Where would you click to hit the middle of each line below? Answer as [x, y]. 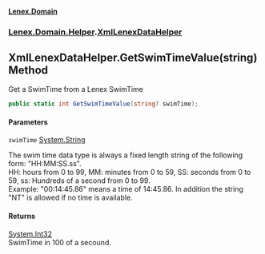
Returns [22, 216]
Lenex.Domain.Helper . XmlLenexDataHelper [95, 32]
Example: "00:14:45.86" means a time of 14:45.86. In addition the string [126, 189]
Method [28, 70]
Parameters [28, 122]
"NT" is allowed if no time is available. [71, 198]
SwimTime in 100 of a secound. [60, 242]
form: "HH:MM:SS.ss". [45, 164]
